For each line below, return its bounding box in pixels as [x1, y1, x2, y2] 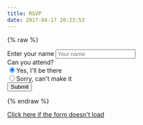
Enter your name [7, 49, 55, 57]
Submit [10, 83, 29, 90]
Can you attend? [7, 58, 54, 66]
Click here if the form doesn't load [7, 110, 105, 118]
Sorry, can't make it [16, 74, 73, 83]
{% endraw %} [7, 97, 50, 105]
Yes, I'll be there [16, 66, 62, 75]
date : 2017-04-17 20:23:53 [7, 17, 85, 23]
